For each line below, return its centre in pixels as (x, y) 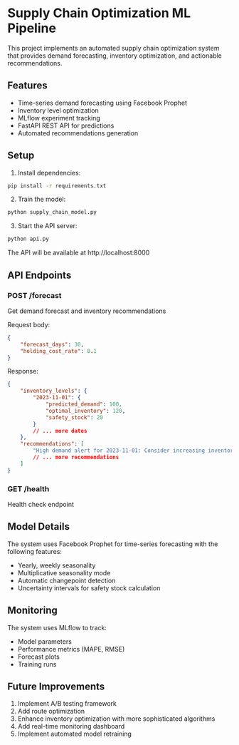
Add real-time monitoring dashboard (71, 726)
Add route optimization (51, 711)
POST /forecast (34, 295)
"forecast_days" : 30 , (52, 344)
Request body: (29, 324)
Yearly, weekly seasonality (57, 565)
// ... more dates (60, 431)
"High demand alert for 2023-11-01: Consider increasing (119, 451)
